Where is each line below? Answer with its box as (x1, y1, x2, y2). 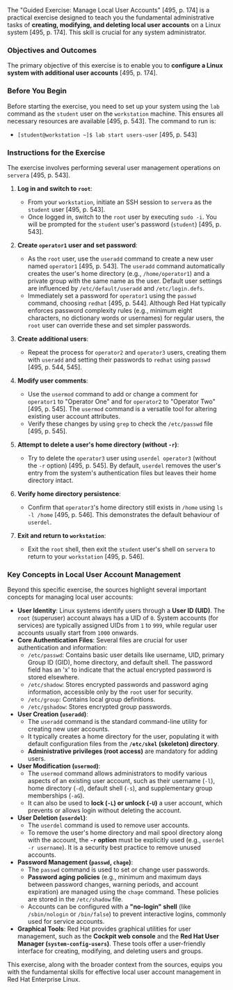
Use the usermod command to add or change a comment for (27, 389, 198, 398)
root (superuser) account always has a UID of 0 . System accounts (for (17, 614, 219, 622)
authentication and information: (17, 644, 108, 652)
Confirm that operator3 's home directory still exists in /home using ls (27, 503, 223, 511)
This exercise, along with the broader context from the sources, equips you (7, 961, 223, 969)
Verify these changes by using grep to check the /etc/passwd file (27, 419, 214, 428)
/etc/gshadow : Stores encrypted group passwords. (27, 703, 172, 711)
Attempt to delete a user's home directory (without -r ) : (17, 440, 179, 449)
